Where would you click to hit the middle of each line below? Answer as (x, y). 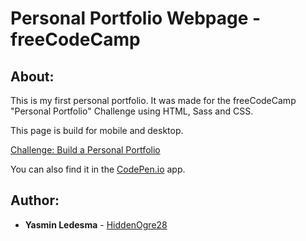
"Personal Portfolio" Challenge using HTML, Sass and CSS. (132, 111)
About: (32, 76)
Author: (35, 200)
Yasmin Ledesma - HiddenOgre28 (96, 224)
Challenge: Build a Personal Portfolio (85, 150)
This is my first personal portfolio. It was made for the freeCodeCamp (153, 100)
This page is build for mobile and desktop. (97, 130)
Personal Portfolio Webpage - (136, 18)
